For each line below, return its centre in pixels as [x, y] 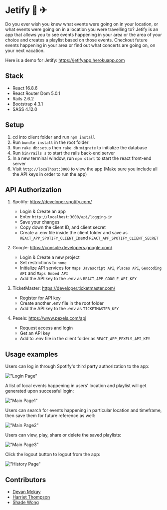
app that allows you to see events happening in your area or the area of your [83, 34]
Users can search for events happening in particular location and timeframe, [83, 410]
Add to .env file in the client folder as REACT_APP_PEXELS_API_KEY [85, 339]
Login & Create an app [43, 211]
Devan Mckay [26, 492]
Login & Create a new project [50, 257]
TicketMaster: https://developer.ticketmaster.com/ [64, 288]
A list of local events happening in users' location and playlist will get [76, 386]
